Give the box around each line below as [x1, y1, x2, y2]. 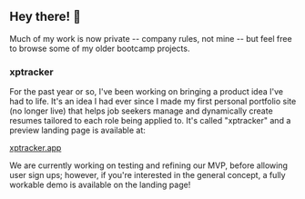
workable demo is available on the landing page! [9, 179, 191, 191]
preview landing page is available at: [9, 124, 146, 136]
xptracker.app [9, 143, 62, 154]
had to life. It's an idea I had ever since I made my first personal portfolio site [9, 96, 297, 107]
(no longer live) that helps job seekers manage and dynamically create [9, 105, 273, 116]
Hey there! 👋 [9, 9, 82, 25]
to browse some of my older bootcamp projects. [9, 43, 190, 54]
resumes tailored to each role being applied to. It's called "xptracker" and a [9, 115, 291, 126]
